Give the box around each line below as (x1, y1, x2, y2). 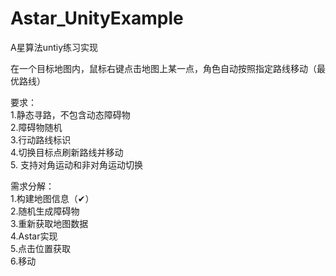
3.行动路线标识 (10, 133, 72, 146)
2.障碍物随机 (10, 121, 63, 133)
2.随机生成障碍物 (10, 205, 80, 217)
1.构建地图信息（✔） (10, 192, 95, 204)
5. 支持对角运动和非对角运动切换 (10, 158, 143, 171)
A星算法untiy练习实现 (10, 41, 99, 53)
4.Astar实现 (10, 230, 58, 242)
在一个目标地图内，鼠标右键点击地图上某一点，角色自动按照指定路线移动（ (10, 62, 317, 74)
